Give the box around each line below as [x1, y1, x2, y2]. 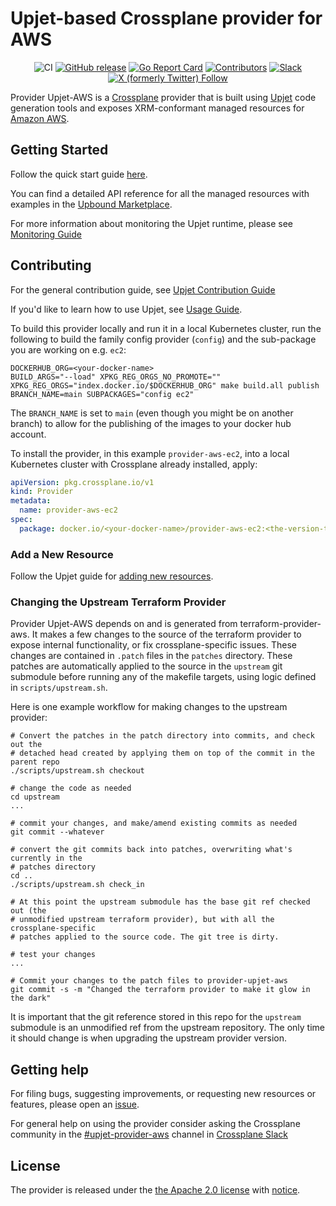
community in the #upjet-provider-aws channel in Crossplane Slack [10, 1128, 288, 1141]
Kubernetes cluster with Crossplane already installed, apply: [10, 458, 258, 470]
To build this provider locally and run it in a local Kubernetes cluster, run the [10, 322, 322, 334]
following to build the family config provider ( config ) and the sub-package [10, 333, 317, 345]
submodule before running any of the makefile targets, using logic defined [10, 671, 317, 683]
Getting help [10, 1061, 89, 1078]
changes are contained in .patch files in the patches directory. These [10, 650, 293, 662]
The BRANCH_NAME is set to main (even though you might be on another [10, 407, 294, 419]
